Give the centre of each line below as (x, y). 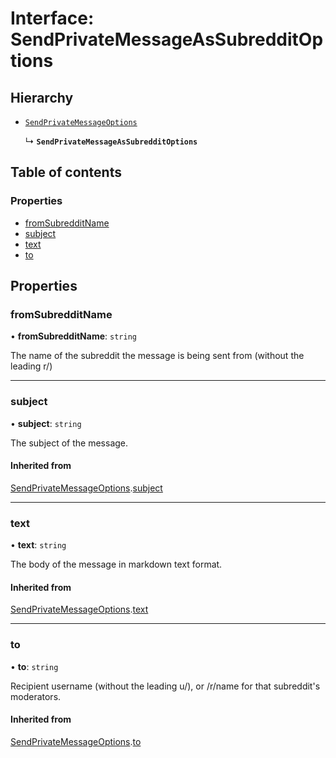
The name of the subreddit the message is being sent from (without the (157, 356)
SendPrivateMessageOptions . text (79, 609)
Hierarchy (42, 97)
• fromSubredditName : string (73, 336)
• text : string (38, 545)
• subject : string (46, 423)
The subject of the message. (69, 443)
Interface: (52, 18)
